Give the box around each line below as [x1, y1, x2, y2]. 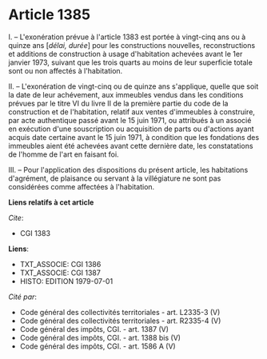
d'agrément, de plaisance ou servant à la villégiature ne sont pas [8, 174, 221, 183]
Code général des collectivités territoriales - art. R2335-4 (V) [19, 316, 221, 325]
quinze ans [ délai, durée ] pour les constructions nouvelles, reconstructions [8, 40, 256, 50]
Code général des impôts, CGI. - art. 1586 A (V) [19, 341, 176, 351]
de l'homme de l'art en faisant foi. [8, 150, 119, 159]
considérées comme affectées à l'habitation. [8, 181, 155, 191]
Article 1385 [8, 6, 90, 24]
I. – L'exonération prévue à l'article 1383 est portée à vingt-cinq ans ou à [8, 32, 246, 42]
